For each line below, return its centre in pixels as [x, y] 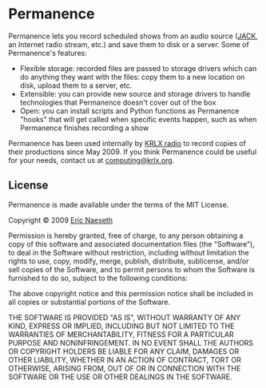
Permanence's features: [48, 53]
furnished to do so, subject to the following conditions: [98, 278]
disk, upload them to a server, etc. [76, 85]
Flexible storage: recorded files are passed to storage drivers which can [138, 68]
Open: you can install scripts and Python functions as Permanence [129, 111]
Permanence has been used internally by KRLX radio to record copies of [127, 143]
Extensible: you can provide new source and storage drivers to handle [135, 93]
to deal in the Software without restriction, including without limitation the [129, 252]
